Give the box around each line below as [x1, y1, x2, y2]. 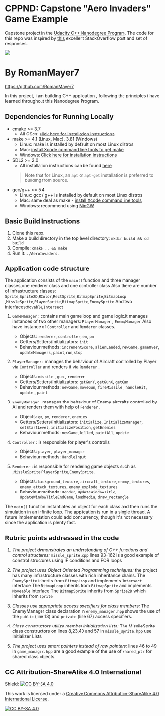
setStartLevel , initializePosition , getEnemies [19, 424, 116, 430]
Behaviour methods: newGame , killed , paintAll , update [19, 430, 129, 436]
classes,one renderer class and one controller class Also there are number [5, 283, 157, 289]
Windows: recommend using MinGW [19, 202, 95, 208]
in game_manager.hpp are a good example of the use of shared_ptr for [12, 648, 152, 654]
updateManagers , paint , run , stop [19, 349, 82, 355]
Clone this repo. [12, 230, 45, 236]
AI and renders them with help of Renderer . [12, 404, 101, 410]
